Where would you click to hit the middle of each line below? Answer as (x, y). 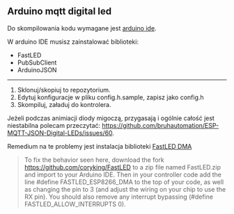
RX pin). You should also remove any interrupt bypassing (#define (119, 197)
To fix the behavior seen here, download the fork (94, 160)
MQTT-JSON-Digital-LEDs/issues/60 (60, 133)
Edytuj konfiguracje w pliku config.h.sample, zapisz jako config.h (110, 97)
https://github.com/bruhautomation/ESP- (161, 125)
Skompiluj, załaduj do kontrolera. (64, 104)
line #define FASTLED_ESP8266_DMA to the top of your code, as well (124, 182)
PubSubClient (37, 63)
